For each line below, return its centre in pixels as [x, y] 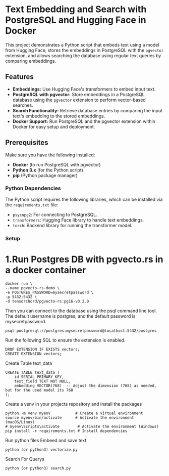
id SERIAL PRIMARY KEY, [39, 377]
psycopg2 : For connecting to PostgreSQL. [55, 214]
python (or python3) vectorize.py [42, 449]
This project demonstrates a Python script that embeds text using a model [82, 45]
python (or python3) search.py [38, 468]
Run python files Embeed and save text [46, 440]
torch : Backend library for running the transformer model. [72, 225]
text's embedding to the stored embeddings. [59, 116]
